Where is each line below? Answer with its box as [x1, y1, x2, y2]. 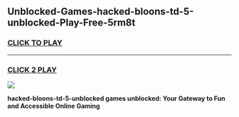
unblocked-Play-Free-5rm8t [7, 17, 136, 29]
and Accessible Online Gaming [7, 101, 100, 110]
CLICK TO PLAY [7, 38, 63, 48]
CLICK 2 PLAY [7, 65, 57, 74]
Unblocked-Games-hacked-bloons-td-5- [7, 6, 194, 18]
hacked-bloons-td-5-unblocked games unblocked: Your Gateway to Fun [7, 94, 225, 102]
